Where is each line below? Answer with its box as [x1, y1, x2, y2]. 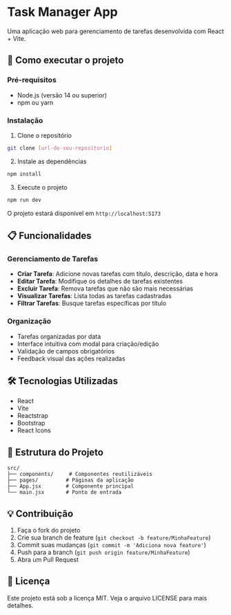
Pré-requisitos [7, 75, 57, 85]
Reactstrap [17, 412, 48, 420]
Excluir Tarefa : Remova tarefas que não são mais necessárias [17, 284, 194, 293]
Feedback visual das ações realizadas [17, 354, 125, 362]
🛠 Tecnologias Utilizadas [7, 375, 119, 387]
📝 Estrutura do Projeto [7, 446, 103, 458]
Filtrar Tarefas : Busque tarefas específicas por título [17, 299, 167, 308]
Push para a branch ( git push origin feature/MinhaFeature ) [17, 548, 191, 556]
